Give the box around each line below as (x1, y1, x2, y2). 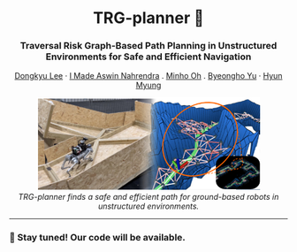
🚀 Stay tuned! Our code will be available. (9, 231, 186, 243)
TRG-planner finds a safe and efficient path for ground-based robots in (18, 191, 279, 202)
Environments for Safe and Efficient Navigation (45, 50, 252, 63)
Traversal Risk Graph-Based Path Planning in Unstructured (19, 40, 278, 52)
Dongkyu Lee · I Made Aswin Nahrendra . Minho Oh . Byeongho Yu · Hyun (14, 71, 283, 81)
